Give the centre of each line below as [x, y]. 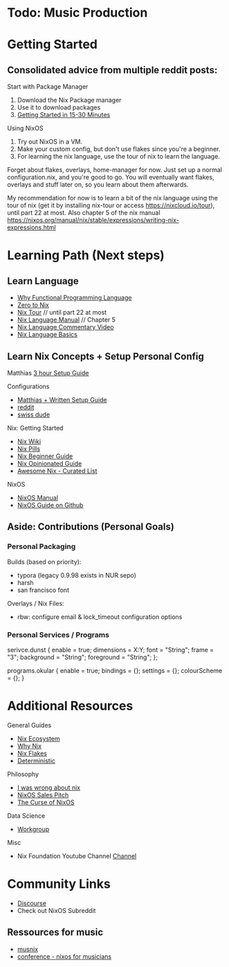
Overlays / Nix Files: [36, 603]
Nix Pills [28, 449]
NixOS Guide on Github [50, 505]
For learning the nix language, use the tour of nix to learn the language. [118, 157]
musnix [28, 949]
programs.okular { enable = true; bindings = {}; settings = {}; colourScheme [115, 670]
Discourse [32, 903]
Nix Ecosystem [38, 738]
